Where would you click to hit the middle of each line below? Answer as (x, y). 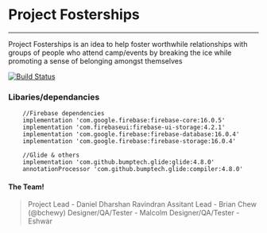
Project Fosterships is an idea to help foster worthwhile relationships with (128, 44)
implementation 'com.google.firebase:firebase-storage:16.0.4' (130, 142)
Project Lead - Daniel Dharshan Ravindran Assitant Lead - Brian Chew (142, 204)
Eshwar (40, 221)
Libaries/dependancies (54, 97)
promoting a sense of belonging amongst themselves (95, 60)
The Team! (27, 186)
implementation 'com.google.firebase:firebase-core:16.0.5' (124, 121)
